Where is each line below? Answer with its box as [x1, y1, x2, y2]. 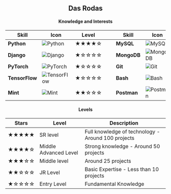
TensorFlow [8, 74, 37, 81]
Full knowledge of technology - [84, 128, 160, 135]
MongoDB [116, 51, 141, 58]
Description [109, 119, 139, 127]
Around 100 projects [84, 134, 135, 141]
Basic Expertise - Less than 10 [84, 165, 159, 173]
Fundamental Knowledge [84, 180, 145, 187]
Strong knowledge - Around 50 [84, 142, 160, 150]
